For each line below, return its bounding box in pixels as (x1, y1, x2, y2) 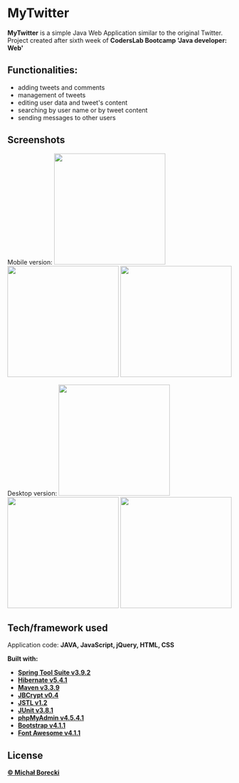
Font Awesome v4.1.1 (17, 729, 81, 737)
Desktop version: (7, 489, 58, 497)
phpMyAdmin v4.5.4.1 (17, 713, 84, 723)
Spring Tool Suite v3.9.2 (17, 669, 91, 677)
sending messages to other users (17, 113, 116, 122)
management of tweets (17, 90, 86, 99)
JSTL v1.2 (17, 698, 48, 707)
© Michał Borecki (7, 768, 60, 777)
